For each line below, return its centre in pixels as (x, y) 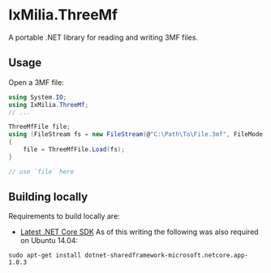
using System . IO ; (38, 97)
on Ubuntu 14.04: (49, 241)
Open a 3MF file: (37, 82)
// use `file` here (41, 172)
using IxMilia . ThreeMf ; (49, 105)
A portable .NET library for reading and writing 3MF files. (103, 37)
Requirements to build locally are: (64, 216)
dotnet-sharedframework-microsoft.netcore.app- (167, 256)
